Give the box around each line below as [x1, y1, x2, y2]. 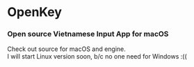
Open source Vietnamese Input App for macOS [7, 29, 169, 39]
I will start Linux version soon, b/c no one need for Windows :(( [7, 52, 188, 61]
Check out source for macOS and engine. [7, 45, 127, 53]
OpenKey [7, 4, 63, 20]
